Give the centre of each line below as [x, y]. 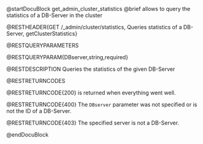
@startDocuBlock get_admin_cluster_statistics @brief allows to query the [98, 9]
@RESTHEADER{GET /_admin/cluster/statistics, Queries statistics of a [94, 27]
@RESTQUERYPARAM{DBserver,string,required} [67, 57]
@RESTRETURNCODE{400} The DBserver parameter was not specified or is [102, 104]
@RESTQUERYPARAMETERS [42, 45]
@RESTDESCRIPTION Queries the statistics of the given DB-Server [91, 69]
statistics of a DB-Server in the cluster [54, 15]
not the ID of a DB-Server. [39, 111]
